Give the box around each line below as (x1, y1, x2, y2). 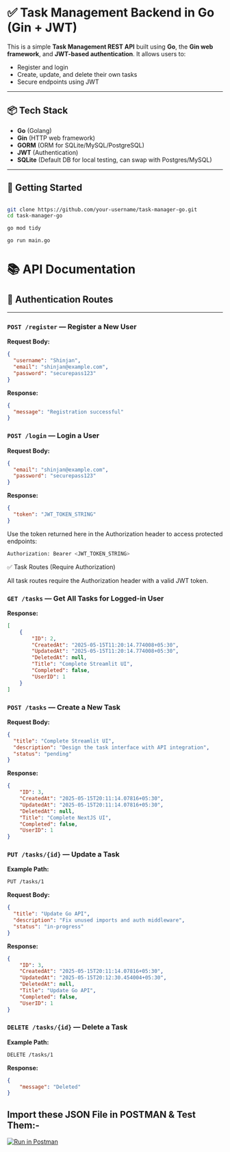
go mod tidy (7, 225, 41, 232)
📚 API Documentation (7, 262, 136, 277)
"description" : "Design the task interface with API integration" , (13, 744, 210, 751)
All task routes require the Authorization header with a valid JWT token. (7, 576, 209, 584)
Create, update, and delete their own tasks (16, 70, 138, 78)
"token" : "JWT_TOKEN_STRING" (13, 511, 97, 518)
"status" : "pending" (13, 750, 72, 757)
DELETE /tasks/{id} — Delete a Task (7, 1022, 128, 1032)
